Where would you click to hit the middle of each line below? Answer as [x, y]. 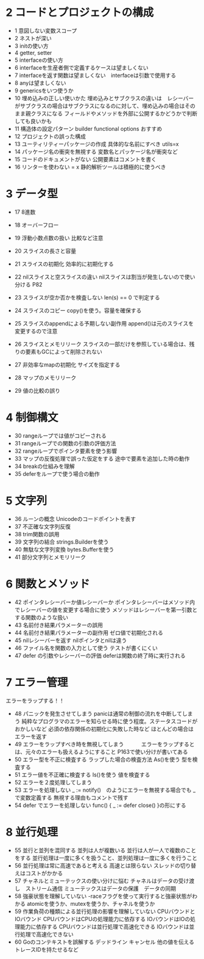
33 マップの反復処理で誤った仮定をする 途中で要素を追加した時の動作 [102, 458]
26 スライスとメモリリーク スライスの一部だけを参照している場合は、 [102, 344]
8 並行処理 [32, 832]
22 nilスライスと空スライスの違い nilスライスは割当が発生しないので [100, 277]
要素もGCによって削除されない [64, 351]
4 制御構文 [32, 418]
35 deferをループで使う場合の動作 [57, 473]
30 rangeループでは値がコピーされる [61, 436]
